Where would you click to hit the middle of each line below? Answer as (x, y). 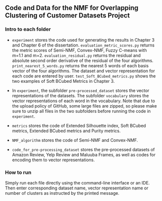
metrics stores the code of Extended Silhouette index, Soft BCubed (79, 125)
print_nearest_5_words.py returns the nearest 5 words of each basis (80, 65)
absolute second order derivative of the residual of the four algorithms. (83, 61)
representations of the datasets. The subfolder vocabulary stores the (80, 95)
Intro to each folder (28, 30)
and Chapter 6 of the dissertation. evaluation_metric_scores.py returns (83, 45)
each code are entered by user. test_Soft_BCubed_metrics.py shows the (84, 76)
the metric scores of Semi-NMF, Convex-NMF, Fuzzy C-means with (79, 50)
